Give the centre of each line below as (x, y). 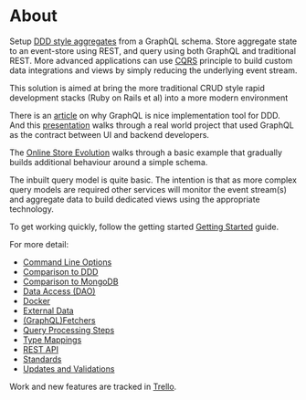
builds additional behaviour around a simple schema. (109, 162)
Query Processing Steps (69, 330)
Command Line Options (67, 262)
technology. (32, 209)
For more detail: (39, 244)
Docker (37, 300)
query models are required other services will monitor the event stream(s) (148, 189)
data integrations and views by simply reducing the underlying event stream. (153, 70)
